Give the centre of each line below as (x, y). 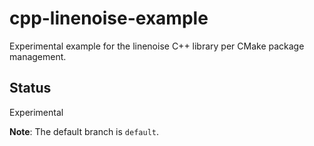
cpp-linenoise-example (109, 18)
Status (30, 88)
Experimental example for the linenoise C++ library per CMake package (157, 46)
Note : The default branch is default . (84, 131)
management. (38, 56)
